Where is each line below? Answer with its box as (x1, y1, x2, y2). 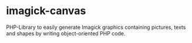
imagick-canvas (6, 4, 86, 18)
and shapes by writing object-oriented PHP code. (6, 29, 126, 37)
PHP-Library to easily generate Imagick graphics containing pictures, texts (6, 24, 186, 31)
